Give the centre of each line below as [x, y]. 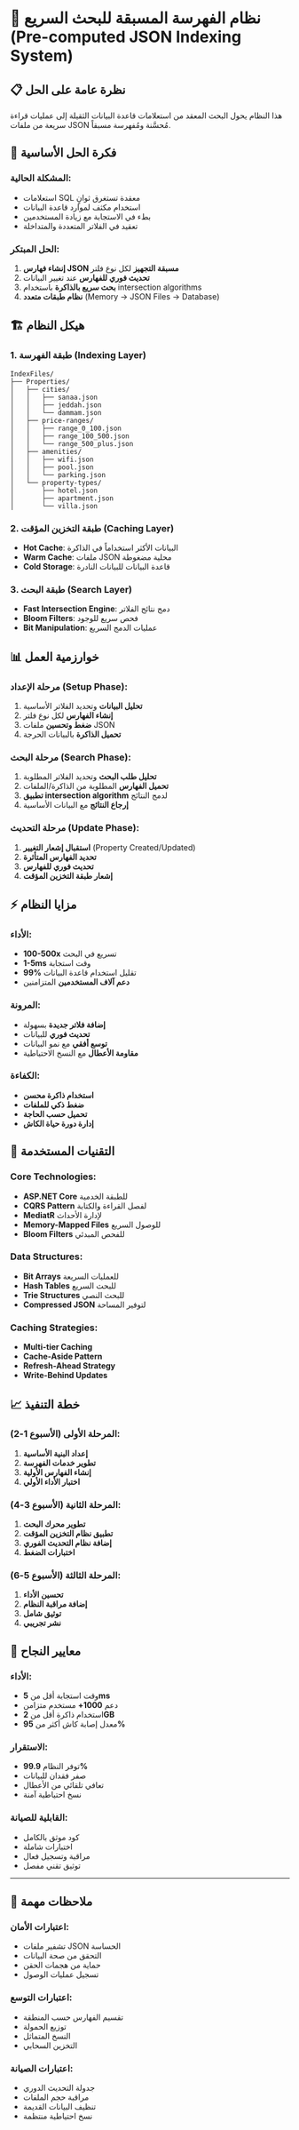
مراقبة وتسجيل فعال [57, 1855]
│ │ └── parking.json [58, 475]
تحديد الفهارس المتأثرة [59, 857]
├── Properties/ [40, 381]
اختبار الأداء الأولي [51, 1481]
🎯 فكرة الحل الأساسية [63, 153]
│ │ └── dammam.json [56, 412]
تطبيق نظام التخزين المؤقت [68, 1534]
